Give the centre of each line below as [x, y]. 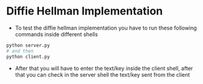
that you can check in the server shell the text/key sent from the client [102, 74]
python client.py [28, 57]
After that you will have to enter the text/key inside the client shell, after [104, 68]
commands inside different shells [56, 34]
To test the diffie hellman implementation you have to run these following [106, 28]
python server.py [28, 45]
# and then [20, 51]
